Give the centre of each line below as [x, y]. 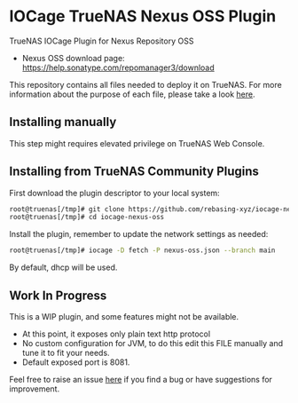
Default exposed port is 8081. [76, 362]
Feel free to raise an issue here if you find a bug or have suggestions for [141, 379]
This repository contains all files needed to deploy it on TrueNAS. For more [145, 84]
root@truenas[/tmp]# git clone [67, 209]
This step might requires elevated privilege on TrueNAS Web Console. [137, 143]
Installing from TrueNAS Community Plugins [134, 172]
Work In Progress [58, 295]
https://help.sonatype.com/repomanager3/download [118, 67]
